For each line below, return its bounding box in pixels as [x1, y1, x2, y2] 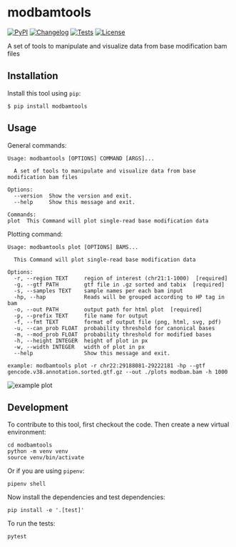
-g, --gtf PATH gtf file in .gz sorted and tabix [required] [14, 281, 225, 288]
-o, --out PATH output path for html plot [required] [14, 306, 202, 313]
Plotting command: [7, 230, 63, 238]
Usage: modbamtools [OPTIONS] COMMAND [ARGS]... [7, 155, 155, 162]
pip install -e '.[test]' [7, 507, 84, 514]
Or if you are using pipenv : [7, 466, 85, 475]
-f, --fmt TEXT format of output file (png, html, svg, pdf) [14, 318, 222, 325]
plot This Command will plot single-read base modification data [7, 217, 209, 225]
